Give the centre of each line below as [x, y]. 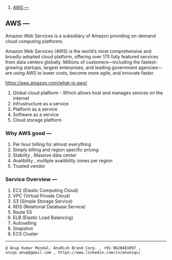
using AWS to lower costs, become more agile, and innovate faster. [84, 73]
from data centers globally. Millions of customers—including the [73, 62]
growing [14, 67]
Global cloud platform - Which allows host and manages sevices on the [88, 93]
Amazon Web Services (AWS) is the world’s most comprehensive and [79, 51]
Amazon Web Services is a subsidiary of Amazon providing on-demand [81, 36]
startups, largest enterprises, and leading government [80, 67]
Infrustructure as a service [41, 103]
